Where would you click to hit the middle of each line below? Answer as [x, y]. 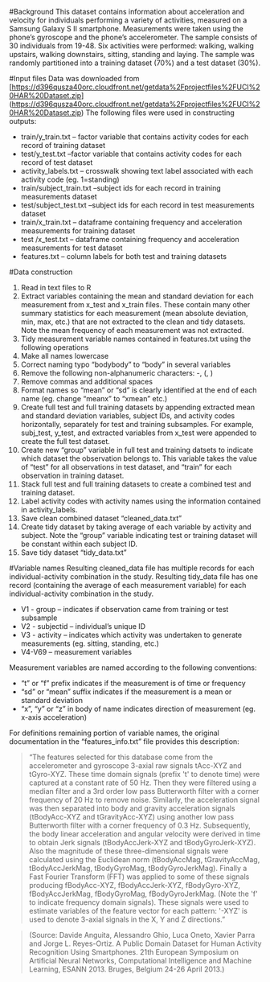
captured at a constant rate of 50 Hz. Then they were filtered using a [142, 783]
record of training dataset [63, 145]
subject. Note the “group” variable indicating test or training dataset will [139, 535]
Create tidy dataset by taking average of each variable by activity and [136, 527]
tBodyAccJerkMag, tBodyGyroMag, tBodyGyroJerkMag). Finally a [138, 868]
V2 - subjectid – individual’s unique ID [83, 626]
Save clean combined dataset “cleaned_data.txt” [101, 518]
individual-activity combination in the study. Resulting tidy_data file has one [134, 577]
